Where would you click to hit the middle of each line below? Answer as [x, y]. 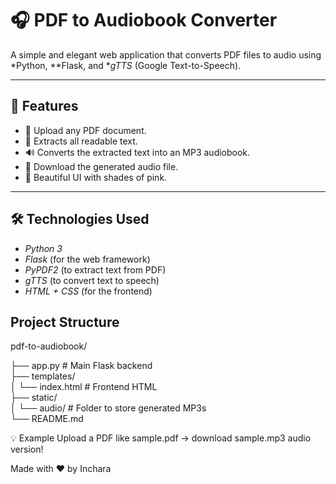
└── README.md [47, 419]
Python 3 [43, 248]
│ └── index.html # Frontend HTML [84, 387]
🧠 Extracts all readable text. [81, 141]
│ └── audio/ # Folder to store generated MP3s [108, 408]
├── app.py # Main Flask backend [81, 366]
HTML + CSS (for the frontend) [88, 291]
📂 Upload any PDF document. [85, 130]
